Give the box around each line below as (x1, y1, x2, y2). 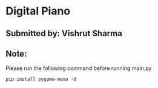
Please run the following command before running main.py (5, 64, 152, 72)
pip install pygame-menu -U (5, 77, 77, 83)
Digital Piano (5, 4, 71, 18)
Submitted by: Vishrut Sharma (5, 28, 122, 39)
